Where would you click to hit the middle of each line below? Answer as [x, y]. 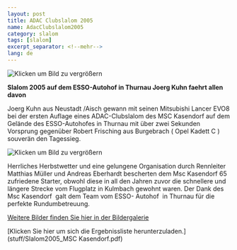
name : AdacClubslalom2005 [45, 27]
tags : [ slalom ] [30, 40]
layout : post [27, 14]
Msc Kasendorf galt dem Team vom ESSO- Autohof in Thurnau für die [111, 196]
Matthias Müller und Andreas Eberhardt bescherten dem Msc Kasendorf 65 [117, 174]
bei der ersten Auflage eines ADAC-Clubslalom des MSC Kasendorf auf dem [119, 116]
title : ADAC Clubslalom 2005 [50, 21]
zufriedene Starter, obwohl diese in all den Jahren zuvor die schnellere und [117, 181]
